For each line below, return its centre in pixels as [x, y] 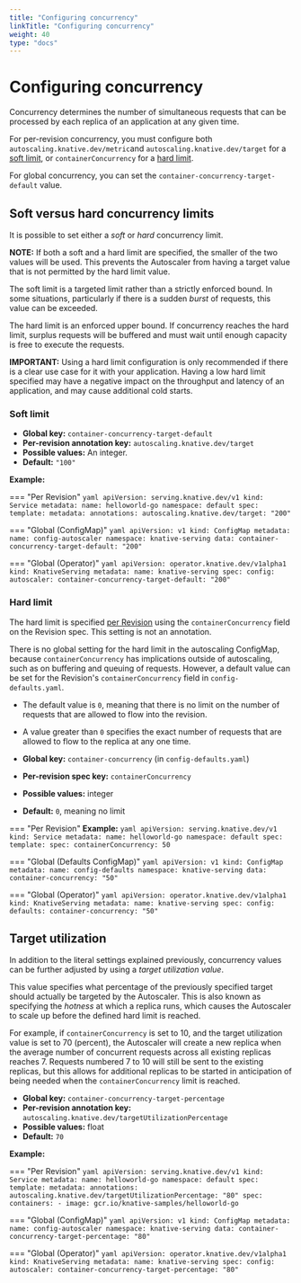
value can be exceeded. [54, 308]
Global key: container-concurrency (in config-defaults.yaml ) [136, 758]
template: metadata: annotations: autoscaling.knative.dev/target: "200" [150, 513]
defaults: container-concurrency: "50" [84, 911]
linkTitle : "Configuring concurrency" [82, 26]
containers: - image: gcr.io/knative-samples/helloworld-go [124, 1204]
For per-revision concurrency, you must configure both [111, 139]
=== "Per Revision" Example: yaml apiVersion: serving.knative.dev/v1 [143, 828]
